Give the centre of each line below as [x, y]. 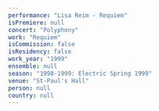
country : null [31, 95]
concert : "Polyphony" [43, 30]
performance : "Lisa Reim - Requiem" [68, 15]
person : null [29, 88]
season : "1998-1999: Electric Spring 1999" [80, 73]
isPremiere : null [36, 23]
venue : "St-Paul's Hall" [49, 81]
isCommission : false [42, 45]
